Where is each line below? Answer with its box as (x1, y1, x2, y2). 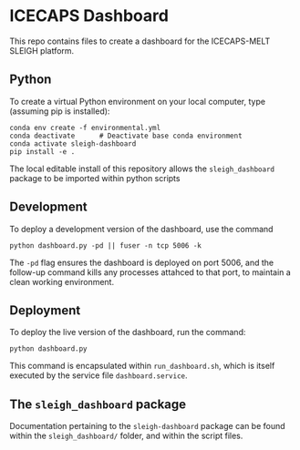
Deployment (9, 302, 81, 318)
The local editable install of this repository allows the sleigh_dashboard (9, 163, 275, 174)
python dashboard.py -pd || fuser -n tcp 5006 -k (9, 240, 202, 251)
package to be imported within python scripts (9, 172, 181, 183)
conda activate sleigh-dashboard (9, 138, 137, 148)
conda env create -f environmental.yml (9, 123, 161, 132)
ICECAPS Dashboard (9, 5, 169, 26)
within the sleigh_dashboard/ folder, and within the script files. (9, 430, 243, 442)
